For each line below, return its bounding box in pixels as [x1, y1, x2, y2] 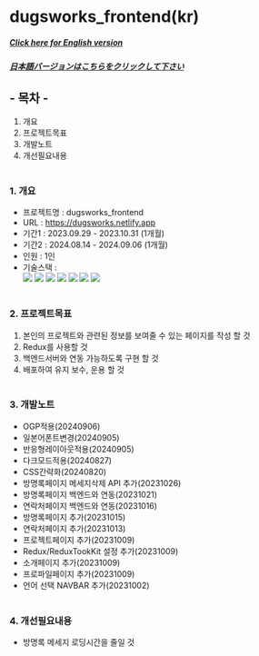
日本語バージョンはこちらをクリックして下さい [9, 61, 184, 72]
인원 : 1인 [22, 251, 56, 262]
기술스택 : [22, 262, 57, 273]
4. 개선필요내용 [9, 614, 73, 627]
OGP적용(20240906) [22, 421, 101, 432]
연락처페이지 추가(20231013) [22, 522, 126, 533]
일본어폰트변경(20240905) [22, 432, 120, 442]
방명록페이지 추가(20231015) [22, 512, 126, 522]
